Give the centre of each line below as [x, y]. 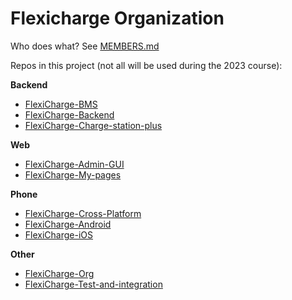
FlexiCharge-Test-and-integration [93, 284]
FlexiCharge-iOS [59, 234]
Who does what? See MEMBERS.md [85, 46]
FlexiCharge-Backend [69, 114]
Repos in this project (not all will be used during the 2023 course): [146, 65]
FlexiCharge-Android [68, 224]
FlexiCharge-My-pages [73, 174]
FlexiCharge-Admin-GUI [74, 164]
